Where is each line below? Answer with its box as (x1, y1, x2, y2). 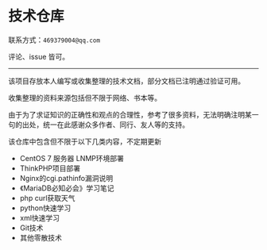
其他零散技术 (19, 233, 62, 242)
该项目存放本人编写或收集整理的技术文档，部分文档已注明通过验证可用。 (8, 76, 245, 86)
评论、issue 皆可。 (8, 52, 70, 61)
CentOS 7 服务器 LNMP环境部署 (19, 153, 125, 163)
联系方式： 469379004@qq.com (8, 35, 101, 44)
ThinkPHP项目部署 (19, 163, 81, 173)
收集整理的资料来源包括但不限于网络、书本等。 (8, 93, 161, 102)
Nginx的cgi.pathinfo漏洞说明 (19, 173, 114, 183)
